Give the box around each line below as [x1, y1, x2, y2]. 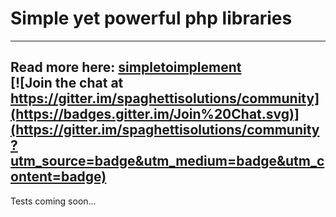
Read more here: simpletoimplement [10, 59, 242, 76]
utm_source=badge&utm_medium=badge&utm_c [10, 153, 325, 170]
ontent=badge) [10, 168, 107, 186]
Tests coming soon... [10, 195, 97, 207]
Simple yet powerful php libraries [10, 7, 293, 30]
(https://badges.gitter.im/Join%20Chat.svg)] [10, 106, 300, 123]
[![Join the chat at [10, 75, 124, 92]
